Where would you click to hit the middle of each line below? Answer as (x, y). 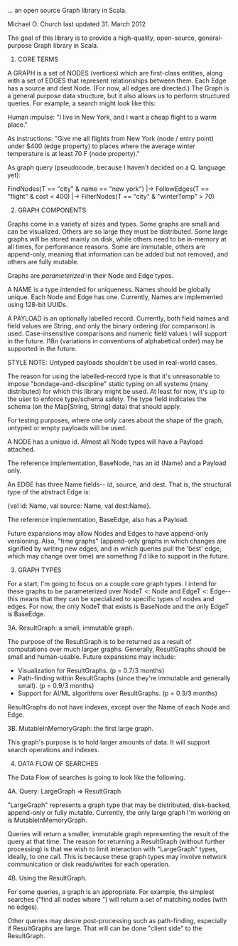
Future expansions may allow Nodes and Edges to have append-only (108, 533)
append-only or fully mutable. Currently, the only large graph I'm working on (119, 812)
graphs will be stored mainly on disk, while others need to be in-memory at (117, 239)
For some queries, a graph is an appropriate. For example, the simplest (111, 892)
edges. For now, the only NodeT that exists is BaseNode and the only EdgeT (118, 606)
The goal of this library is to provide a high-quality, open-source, (102, 38)
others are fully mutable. (43, 262)
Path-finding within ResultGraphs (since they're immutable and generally (124, 678)
